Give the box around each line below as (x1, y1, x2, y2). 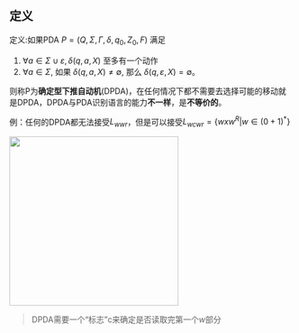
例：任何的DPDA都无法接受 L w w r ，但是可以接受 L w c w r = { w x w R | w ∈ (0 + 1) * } (9, 115, 291, 129)
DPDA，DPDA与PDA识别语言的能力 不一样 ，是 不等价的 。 (16, 97, 227, 107)
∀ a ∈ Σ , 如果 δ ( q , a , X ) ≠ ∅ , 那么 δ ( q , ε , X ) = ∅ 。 (22, 66, 201, 77)
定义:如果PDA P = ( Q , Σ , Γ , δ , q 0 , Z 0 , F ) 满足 (9, 34, 167, 47)
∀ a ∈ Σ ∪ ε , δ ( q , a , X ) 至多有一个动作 (22, 55, 159, 66)
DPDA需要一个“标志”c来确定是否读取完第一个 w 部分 (31, 314, 222, 325)
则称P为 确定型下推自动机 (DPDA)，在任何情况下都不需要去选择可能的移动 (9, 85, 279, 97)
